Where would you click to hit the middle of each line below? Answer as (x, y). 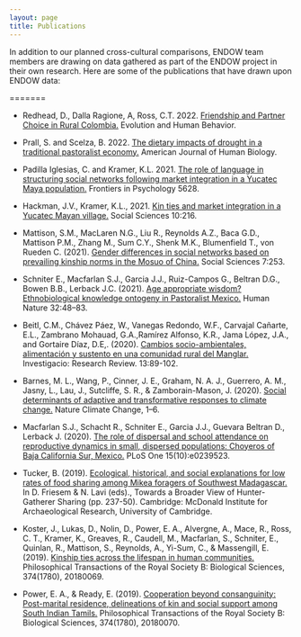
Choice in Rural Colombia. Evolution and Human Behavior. (129, 125)
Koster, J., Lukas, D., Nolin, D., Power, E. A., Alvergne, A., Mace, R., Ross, (157, 528)
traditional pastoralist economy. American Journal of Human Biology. (150, 152)
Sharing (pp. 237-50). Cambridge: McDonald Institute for (162, 501)
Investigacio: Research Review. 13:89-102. (100, 363)
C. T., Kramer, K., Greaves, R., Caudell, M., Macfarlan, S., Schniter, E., (150, 538)
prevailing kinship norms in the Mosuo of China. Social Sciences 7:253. (154, 261)
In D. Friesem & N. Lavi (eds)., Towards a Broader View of (128, 492)
